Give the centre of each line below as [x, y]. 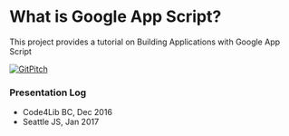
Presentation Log [48, 92]
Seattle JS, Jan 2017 [61, 122]
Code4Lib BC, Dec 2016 [67, 112]
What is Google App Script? [116, 17]
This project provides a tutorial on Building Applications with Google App [145, 42]
